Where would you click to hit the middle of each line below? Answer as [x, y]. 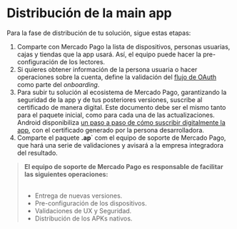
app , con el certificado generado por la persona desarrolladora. [111, 130]
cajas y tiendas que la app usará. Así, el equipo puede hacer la [109, 54]
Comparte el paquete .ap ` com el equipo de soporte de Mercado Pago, [121, 138]
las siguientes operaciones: [66, 174]
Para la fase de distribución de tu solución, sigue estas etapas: [99, 33]
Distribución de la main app [89, 13]
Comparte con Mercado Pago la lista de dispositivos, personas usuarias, [123, 46]
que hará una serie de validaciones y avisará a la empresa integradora [120, 145]
